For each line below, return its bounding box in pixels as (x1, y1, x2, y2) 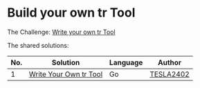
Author (158, 58, 182, 67)
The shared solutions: (7, 41, 69, 49)
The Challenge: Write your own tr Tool (7, 28, 116, 36)
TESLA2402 (149, 69, 190, 79)
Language (109, 58, 143, 67)
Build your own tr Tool (7, 5, 136, 21)
